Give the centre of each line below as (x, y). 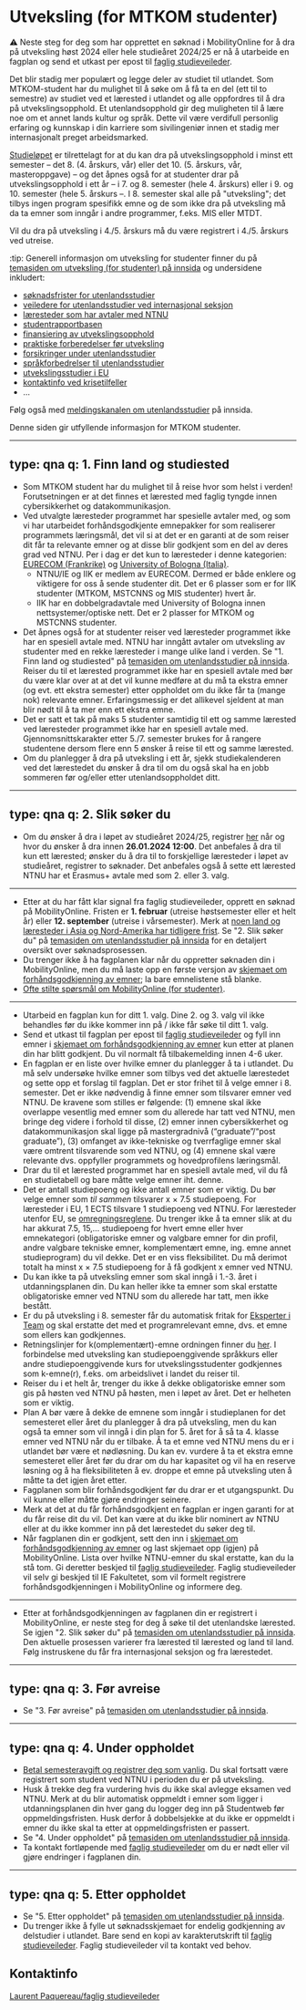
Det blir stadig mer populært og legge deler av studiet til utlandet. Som (142, 78)
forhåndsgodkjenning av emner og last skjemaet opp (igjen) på (141, 1548)
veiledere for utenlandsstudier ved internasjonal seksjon (128, 305)
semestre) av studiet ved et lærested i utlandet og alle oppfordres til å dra (147, 98)
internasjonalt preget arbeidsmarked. (79, 137)
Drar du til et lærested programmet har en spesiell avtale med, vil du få (155, 1170)
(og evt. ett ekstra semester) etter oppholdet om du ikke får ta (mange (154, 689)
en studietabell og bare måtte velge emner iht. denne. (123, 1179)
